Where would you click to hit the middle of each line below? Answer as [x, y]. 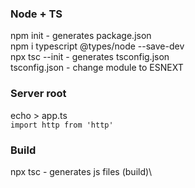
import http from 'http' [62, 125]
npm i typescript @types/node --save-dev [97, 46]
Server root [38, 94]
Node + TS [36, 14]
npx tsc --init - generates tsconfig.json [90, 57]
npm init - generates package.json [81, 36]
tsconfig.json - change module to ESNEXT [97, 68]
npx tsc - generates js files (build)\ [81, 171]
